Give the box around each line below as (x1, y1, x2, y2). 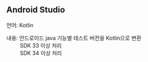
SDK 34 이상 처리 (20, 49, 62, 57)
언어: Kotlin (6, 21, 34, 29)
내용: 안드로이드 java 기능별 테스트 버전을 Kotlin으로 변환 (6, 34, 142, 42)
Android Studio (6, 5, 65, 15)
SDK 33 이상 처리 (20, 42, 62, 49)
